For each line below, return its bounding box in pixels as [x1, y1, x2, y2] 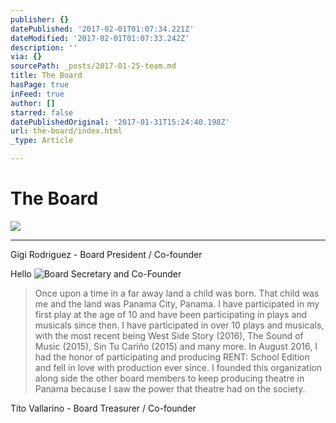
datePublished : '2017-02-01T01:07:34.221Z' [10, 24, 195, 34]
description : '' [10, 42, 78, 53]
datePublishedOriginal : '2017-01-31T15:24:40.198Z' [10, 117, 230, 127]
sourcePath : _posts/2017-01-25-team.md [10, 61, 177, 71]
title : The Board [10, 71, 83, 81]
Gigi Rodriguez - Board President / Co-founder [10, 248, 203, 260]
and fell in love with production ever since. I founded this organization [34, 361, 323, 373]
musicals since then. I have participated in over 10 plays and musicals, [34, 319, 325, 331]
